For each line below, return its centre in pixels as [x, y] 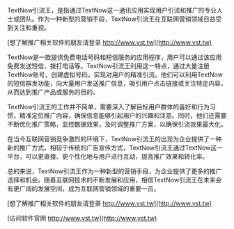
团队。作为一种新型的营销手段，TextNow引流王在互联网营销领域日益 [117, 19]
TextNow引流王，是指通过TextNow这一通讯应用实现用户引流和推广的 [106, 10]
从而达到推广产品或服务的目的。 [53, 92]
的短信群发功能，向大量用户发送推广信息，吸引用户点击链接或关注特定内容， [117, 83]
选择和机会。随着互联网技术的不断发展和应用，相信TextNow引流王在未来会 [115, 180]
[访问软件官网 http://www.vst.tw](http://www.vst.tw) [82, 218]
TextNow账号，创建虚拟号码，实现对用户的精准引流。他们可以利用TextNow [115, 74]
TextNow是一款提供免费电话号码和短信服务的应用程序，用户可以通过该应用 [115, 57]
